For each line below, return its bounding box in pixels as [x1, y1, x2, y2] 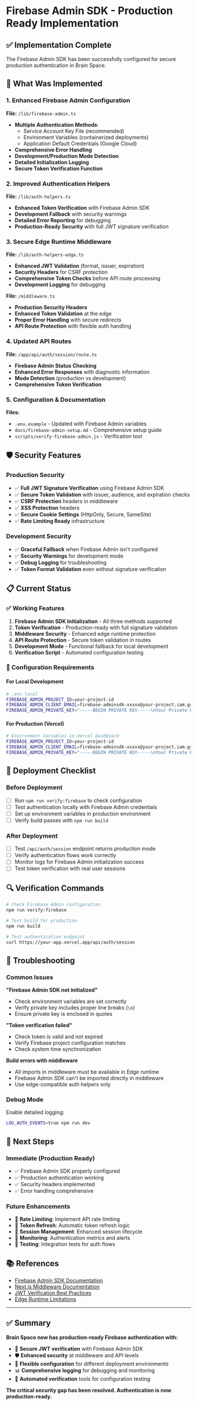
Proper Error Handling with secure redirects [14, 316, 122, 324]
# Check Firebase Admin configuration [6, 902, 101, 908]
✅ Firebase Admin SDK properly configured [14, 1167, 120, 1175]
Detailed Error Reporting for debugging [14, 216, 111, 224]
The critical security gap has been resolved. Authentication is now [6, 1387, 172, 1394]
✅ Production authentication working [14, 1174, 104, 1181]
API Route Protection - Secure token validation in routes [14, 636, 151, 643]
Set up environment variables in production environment [14, 810, 151, 817]
